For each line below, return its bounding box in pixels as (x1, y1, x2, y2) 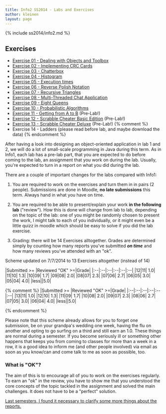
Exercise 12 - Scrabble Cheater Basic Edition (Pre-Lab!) (12, 116, 125, 122)
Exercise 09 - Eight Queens (12, 100, 68, 106)
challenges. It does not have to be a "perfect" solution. (5, 388, 117, 395)
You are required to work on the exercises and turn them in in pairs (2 (12, 182, 155, 188)
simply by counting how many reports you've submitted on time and (12, 243, 152, 249)
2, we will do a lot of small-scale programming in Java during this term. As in (5, 146, 162, 152)
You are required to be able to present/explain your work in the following (12, 202, 162, 207)
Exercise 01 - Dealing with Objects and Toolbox (12, 58, 109, 64)
